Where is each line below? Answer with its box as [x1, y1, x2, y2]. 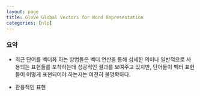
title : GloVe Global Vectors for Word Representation [6, 14, 144, 20]
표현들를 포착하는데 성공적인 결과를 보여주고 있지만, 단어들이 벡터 [31, 63, 184, 70]
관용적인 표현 [14, 83, 46, 91]
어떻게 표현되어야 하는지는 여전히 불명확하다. [26, 70, 131, 78]
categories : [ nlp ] [6, 20, 52, 26]
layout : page [6, 8, 39, 15]
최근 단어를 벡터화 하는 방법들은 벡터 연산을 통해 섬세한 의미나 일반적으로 [14, 55, 185, 63]
